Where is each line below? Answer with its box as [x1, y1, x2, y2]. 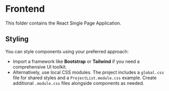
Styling [5, 35, 29, 43]
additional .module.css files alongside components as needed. [12, 80, 144, 86]
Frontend [5, 3, 45, 15]
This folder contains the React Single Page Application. [5, 20, 121, 26]
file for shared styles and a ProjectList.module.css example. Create [12, 75, 157, 81]
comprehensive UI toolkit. [12, 63, 67, 70]
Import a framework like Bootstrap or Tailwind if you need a [12, 58, 140, 64]
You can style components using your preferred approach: [5, 48, 129, 54]
